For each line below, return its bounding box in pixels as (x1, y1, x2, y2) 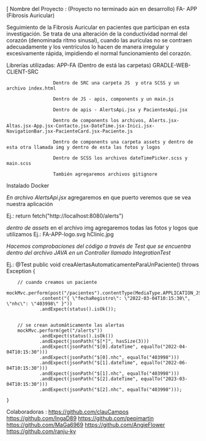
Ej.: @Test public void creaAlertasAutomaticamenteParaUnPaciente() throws (6, 261, 199, 268)
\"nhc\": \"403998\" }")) (6, 301, 72, 307)
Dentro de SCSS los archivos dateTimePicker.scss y (53, 155, 188, 161)
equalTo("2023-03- (140, 376, 188, 382)
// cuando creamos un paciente (17, 279, 97, 285)
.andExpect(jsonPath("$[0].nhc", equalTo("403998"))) (39, 355, 180, 361)
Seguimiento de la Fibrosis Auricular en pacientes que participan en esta (6, 24, 190, 31)
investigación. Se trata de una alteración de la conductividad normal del (6, 30, 188, 37)
